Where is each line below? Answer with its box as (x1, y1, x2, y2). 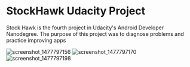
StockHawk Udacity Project (6, 4, 145, 18)
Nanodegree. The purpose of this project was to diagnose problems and (6, 30, 184, 37)
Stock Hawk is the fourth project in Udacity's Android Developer (6, 24, 164, 31)
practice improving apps (6, 36, 66, 44)
